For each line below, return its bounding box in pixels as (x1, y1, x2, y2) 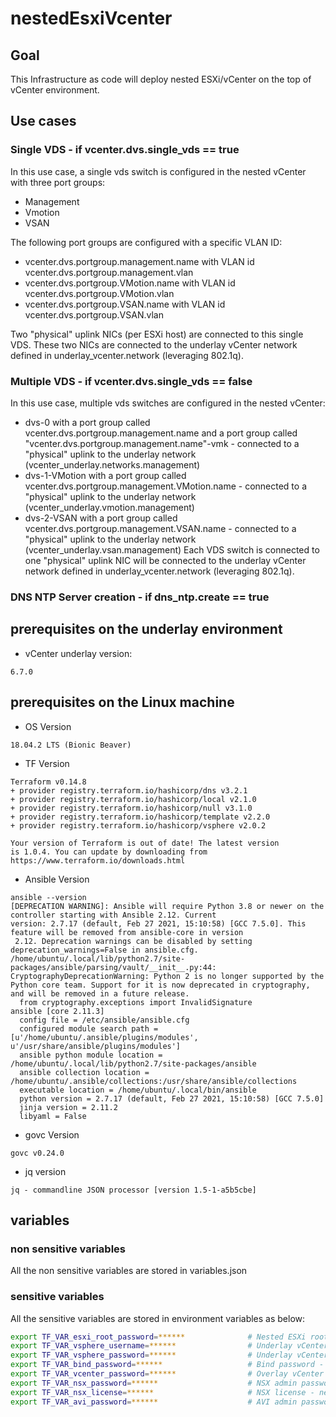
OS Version (24, 720, 72, 732)
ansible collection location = (19, 1067, 150, 1077)
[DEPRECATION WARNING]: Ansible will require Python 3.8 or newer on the (10, 901, 325, 911)
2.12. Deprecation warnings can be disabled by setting (14, 936, 253, 946)
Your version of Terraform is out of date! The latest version (10, 838, 280, 848)
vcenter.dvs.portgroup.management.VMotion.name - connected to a (24, 480, 307, 492)
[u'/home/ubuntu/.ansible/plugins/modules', (10, 1032, 199, 1042)
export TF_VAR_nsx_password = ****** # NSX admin (10, 1378, 298, 1388)
